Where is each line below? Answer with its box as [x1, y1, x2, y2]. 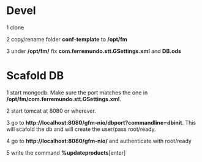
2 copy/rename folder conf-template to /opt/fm [6, 35, 127, 43]
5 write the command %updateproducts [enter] [6, 149, 126, 156]
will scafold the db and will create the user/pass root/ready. [6, 125, 156, 133]
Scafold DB [6, 69, 64, 83]
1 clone [6, 24, 24, 31]
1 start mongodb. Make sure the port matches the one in [6, 89, 148, 96]
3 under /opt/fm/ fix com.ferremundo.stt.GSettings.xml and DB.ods [6, 47, 182, 55]
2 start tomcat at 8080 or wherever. [6, 107, 96, 114]
